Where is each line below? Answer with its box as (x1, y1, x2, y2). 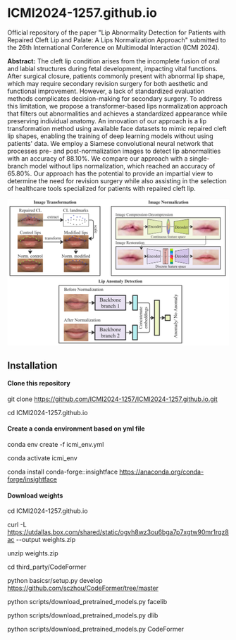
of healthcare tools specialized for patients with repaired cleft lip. (7, 184, 196, 192)
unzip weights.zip (7, 549, 58, 558)
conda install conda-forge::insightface (7, 467, 118, 476)
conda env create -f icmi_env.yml (7, 440, 104, 448)
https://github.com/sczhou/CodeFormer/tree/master (7, 584, 159, 593)
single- (189, 154, 210, 163)
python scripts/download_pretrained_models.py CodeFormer (7, 625, 185, 634)
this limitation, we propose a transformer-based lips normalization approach (7, 101, 228, 110)
